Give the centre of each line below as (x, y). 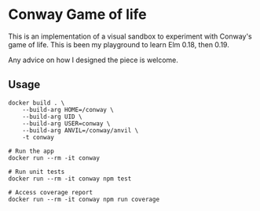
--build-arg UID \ (52, 117)
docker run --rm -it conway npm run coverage (84, 199)
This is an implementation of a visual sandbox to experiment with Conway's (130, 36)
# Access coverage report (50, 192)
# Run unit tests (37, 172)
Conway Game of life (77, 15)
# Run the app (31, 151)
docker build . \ (37, 103)
